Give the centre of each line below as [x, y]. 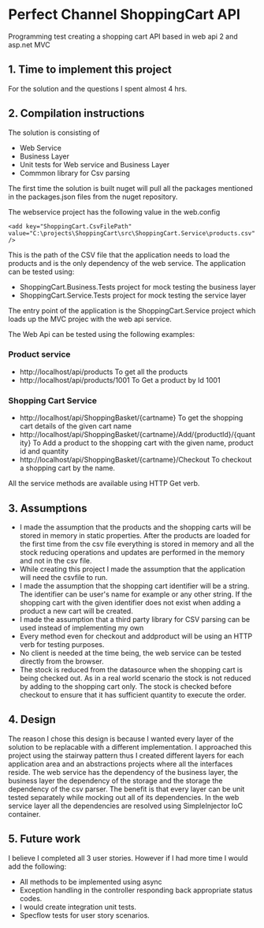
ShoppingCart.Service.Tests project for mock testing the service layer [133, 295]
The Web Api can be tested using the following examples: [102, 334]
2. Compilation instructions [76, 113]
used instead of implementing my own [82, 627]
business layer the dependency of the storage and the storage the [115, 780]
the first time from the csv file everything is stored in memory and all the [137, 544]
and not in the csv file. [56, 560]
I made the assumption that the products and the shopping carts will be [135, 527]
